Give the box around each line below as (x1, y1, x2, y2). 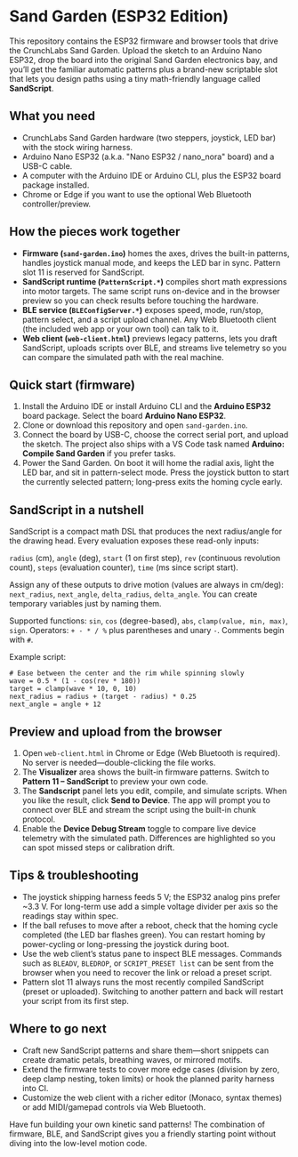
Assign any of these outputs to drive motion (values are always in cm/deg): (9, 580, 285, 591)
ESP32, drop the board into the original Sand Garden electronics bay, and (9, 54, 278, 65)
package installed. (21, 180, 90, 190)
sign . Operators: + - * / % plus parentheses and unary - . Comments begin (9, 625, 285, 636)
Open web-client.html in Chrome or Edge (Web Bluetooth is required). (21, 748, 280, 758)
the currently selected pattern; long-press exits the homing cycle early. (21, 477, 283, 487)
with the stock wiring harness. (21, 141, 133, 152)
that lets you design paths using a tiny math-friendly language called (9, 73, 261, 84)
